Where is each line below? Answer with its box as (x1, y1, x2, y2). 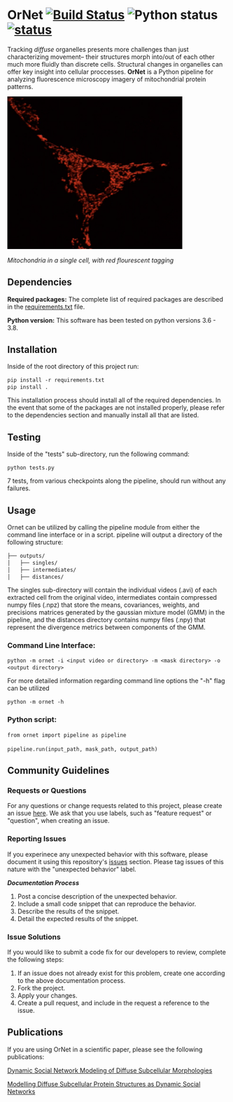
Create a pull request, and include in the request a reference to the (17, 998, 210, 1007)
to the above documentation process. (17, 976, 126, 985)
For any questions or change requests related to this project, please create (7, 802, 223, 810)
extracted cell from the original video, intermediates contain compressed (7, 593, 217, 601)
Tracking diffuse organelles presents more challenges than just (7, 45, 189, 53)
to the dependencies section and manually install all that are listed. (7, 411, 199, 419)
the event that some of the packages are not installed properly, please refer (7, 403, 225, 412)
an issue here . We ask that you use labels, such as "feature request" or (7, 809, 212, 817)
